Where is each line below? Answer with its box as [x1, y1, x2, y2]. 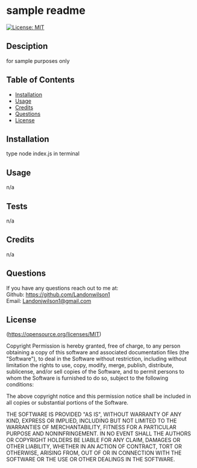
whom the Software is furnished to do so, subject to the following [6, 374, 169, 382]
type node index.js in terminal [6, 150, 80, 157]
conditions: [6, 381, 34, 388]
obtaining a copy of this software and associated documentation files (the [6, 349, 190, 356]
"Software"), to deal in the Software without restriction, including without [6, 355, 187, 363]
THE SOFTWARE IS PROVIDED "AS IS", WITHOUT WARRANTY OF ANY [6, 411, 182, 418]
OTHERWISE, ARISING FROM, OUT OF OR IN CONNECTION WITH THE [6, 449, 182, 457]
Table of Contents [6, 75, 75, 85]
